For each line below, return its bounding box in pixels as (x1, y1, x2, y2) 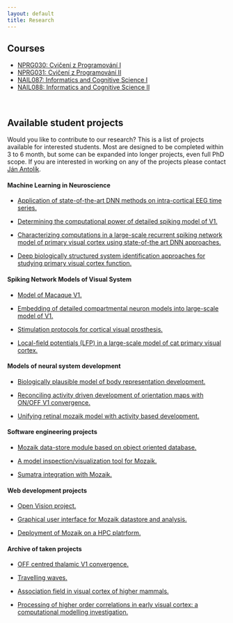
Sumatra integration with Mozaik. (17, 470, 113, 478)
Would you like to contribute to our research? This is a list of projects (7, 135, 204, 144)
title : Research (7, 17, 54, 24)
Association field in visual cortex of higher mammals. (17, 587, 169, 596)
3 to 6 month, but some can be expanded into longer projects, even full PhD (7, 151, 225, 159)
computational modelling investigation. (17, 608, 129, 617)
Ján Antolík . (7, 165, 42, 174)
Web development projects (7, 486, 88, 495)
